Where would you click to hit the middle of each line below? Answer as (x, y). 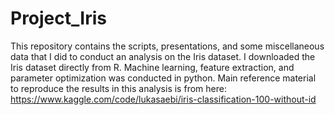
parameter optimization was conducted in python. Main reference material (163, 78)
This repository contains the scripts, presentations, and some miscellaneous (167, 46)
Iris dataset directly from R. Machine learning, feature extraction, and (152, 67)
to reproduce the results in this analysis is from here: (118, 88)
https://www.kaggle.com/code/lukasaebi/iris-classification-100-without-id (163, 99)
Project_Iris (58, 18)
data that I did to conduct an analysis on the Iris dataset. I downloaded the (163, 56)
